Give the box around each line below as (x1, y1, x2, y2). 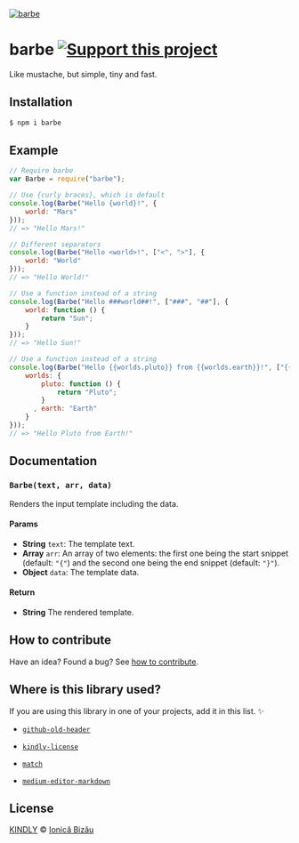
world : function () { (25, 305, 105, 315)
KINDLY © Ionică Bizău (9, 824, 94, 835)
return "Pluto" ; (56, 388, 117, 397)
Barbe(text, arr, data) (9, 480, 113, 491)
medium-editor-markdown (21, 776, 111, 786)
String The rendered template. (21, 606, 134, 617)
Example (9, 143, 59, 158)
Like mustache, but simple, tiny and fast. (9, 68, 158, 79)
